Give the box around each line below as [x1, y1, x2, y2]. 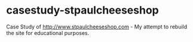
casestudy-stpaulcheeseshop [6, 4, 160, 17]
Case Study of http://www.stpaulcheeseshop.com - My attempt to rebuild [6, 23, 188, 30]
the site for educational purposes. [6, 29, 90, 36]
